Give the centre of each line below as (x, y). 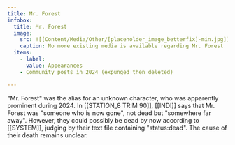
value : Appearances (54, 66)
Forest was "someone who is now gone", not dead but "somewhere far (109, 113)
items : (23, 53)
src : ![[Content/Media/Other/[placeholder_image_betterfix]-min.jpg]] (125, 40)
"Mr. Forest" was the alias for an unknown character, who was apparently (113, 98)
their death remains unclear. (48, 135)
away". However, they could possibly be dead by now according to (103, 120)
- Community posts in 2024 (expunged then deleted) (97, 72)
